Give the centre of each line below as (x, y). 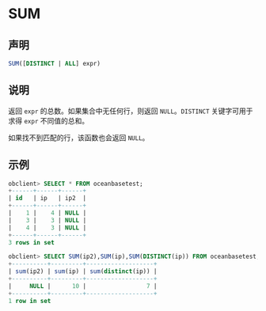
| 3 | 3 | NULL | (47, 220)
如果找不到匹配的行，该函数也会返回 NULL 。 (79, 137)
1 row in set (30, 301)
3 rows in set (32, 242)
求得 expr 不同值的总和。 (49, 120)
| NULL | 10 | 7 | (83, 286)
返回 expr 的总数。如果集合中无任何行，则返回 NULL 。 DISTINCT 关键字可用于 (131, 111)
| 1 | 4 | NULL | (47, 213)
